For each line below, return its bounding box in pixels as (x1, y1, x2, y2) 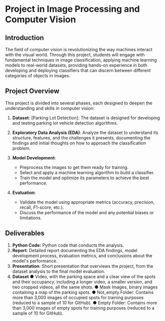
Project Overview (5, 87, 60, 96)
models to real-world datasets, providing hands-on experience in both (5, 63, 148, 68)
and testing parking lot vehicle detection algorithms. (12, 120, 118, 126)
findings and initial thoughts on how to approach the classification (12, 140, 146, 146)
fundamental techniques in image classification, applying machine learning (5, 57, 157, 63)
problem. (12, 145, 31, 151)
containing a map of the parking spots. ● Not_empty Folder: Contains (12, 289, 154, 295)
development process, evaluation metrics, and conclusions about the (12, 253, 153, 258)
